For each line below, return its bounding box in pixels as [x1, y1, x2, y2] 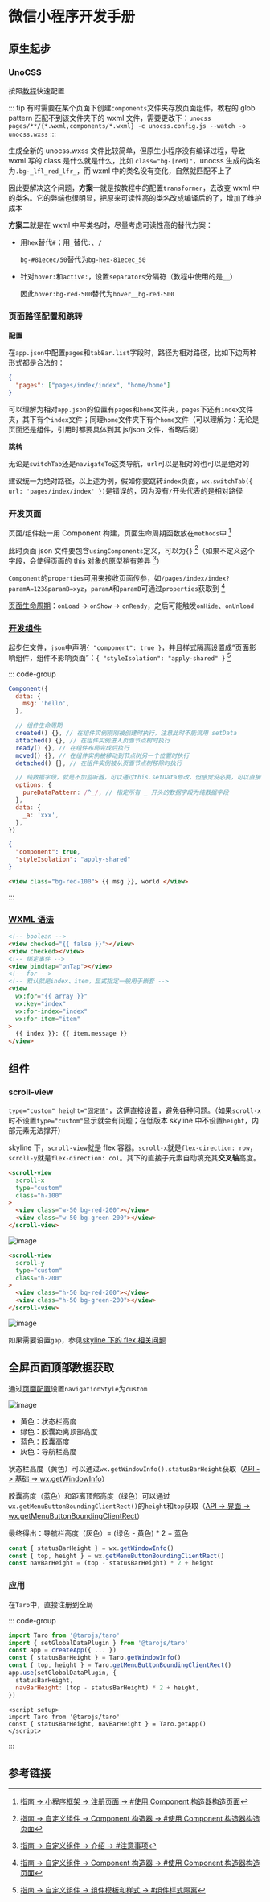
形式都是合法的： [8, 358, 65, 367]
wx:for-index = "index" [15, 1007, 88, 1015]
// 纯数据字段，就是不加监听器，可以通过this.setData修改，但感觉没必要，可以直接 [15, 774, 261, 782]
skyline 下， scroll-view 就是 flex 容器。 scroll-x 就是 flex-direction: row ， [8, 1143, 257, 1152]
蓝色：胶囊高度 [19, 1437, 70, 1446]
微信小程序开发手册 [8, 7, 136, 26]
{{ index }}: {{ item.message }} [15, 1030, 128, 1038]
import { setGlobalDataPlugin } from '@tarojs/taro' [8, 1639, 189, 1647]
